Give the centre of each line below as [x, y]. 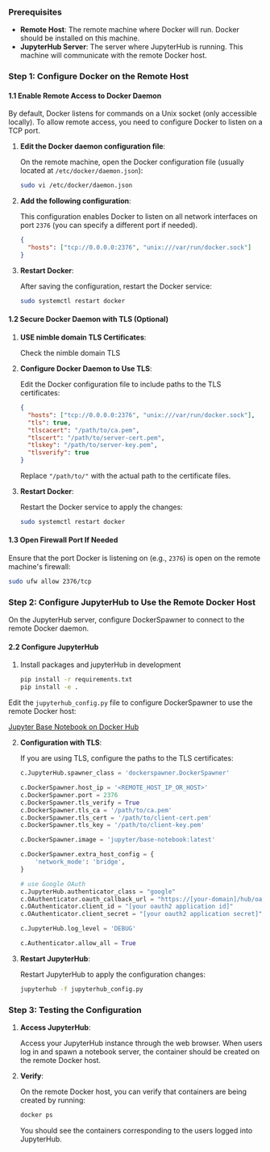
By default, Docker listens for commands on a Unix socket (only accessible [133, 114]
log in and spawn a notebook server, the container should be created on [140, 1052]
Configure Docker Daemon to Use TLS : [86, 369]
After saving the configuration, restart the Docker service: [116, 286]
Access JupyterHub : [55, 1028]
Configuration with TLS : [61, 743]
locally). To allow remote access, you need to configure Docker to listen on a [135, 122]
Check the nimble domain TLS [70, 353]
